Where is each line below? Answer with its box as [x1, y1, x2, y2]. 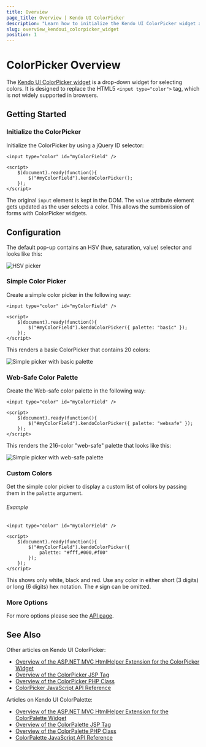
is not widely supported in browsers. [6, 91, 99, 99]
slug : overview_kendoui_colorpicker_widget [6, 26, 120, 33]
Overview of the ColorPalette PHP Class [15, 727, 116, 735]
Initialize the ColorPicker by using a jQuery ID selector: [6, 142, 144, 149]
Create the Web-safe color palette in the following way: [6, 387, 146, 394]
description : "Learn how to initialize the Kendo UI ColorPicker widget [6, 20, 196, 26]
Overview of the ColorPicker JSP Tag [15, 671, 110, 678]
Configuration [6, 228, 61, 238]
